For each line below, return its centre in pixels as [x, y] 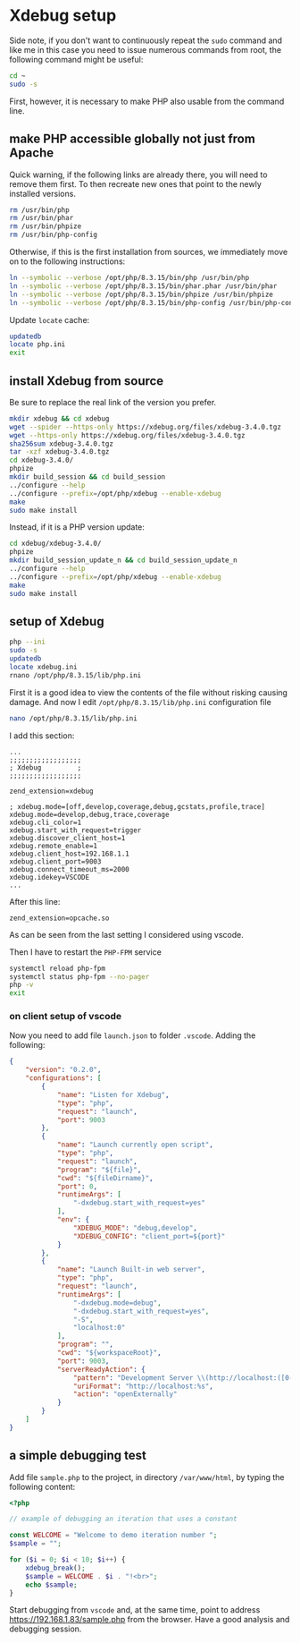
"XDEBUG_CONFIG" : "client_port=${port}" [149, 1236]
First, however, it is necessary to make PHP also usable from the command [147, 101]
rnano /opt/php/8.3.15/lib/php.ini [75, 675]
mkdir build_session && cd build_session [87, 477]
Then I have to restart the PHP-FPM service [86, 952]
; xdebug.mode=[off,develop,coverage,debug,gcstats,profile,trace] [137, 806]
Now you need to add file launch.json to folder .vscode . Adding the [133, 1035]
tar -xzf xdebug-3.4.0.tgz [59, 452]
